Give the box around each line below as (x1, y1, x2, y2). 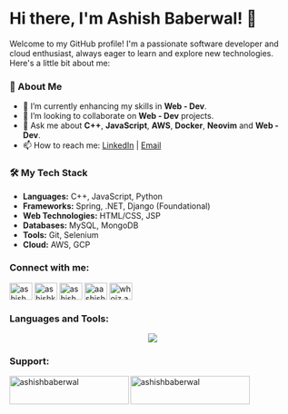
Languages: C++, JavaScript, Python (22, 191, 164, 202)
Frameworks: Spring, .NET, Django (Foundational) (22, 200, 211, 212)
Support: (9, 355, 50, 368)
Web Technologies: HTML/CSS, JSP (22, 210, 161, 221)
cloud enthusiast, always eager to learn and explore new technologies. (9, 47, 274, 58)
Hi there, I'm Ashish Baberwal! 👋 (9, 8, 257, 29)
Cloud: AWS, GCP (22, 239, 91, 250)
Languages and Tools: (9, 312, 109, 325)
